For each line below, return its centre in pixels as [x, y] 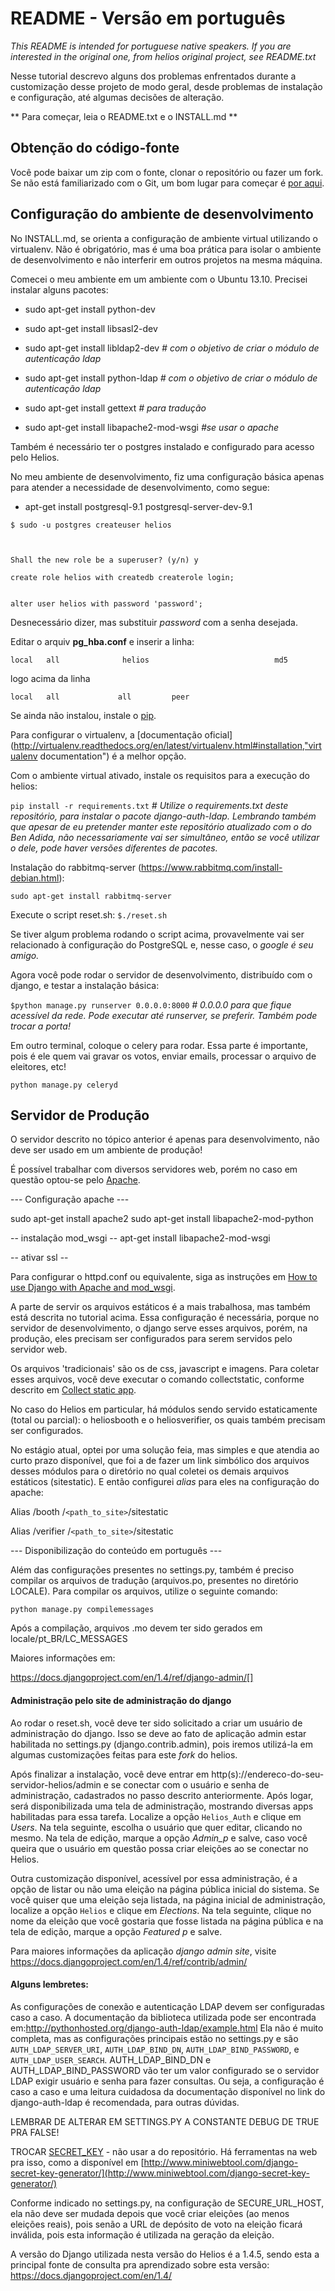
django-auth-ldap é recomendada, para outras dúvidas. [125, 2102]
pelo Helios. [35, 457]
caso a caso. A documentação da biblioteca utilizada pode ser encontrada [163, 2017]
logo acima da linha [50, 678]
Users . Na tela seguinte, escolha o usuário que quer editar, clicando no [156, 1827]
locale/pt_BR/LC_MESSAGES [69, 1639]
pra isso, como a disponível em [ [77, 2162]
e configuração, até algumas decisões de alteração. [117, 97]
